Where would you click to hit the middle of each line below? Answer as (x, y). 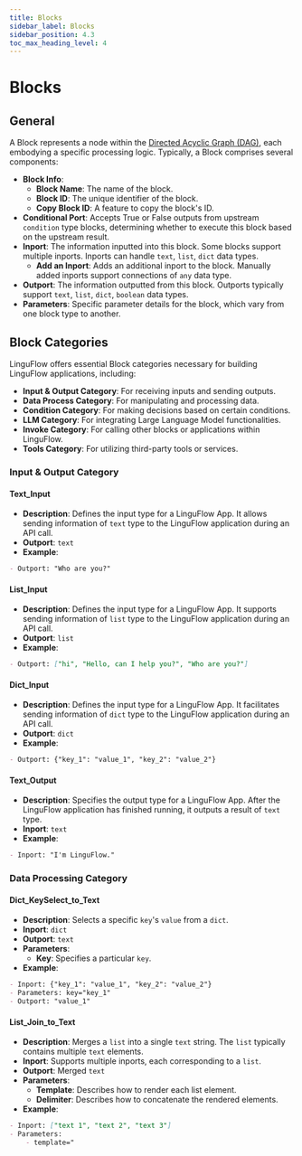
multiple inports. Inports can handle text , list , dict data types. (141, 256)
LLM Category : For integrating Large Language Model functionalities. (152, 420)
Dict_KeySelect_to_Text (55, 899)
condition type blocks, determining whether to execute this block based (157, 228)
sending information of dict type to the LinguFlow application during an (156, 714)
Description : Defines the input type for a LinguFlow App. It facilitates (151, 705)
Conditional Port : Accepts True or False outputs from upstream (141, 218)
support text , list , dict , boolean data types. (105, 295)
